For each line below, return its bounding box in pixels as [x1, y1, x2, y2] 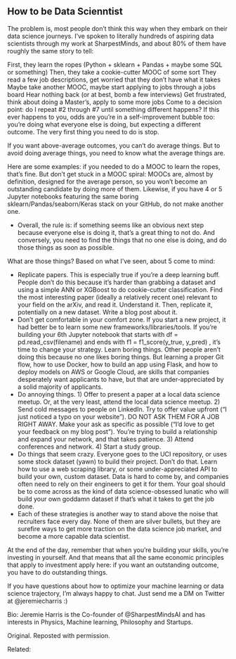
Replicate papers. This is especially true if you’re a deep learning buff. [17, 270, 220, 279]
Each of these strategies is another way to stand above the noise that [17, 509, 218, 518]
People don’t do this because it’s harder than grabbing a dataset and [17, 278, 216, 286]
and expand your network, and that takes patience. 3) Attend [17, 435, 195, 443]
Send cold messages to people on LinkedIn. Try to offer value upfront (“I [17, 404, 227, 414]
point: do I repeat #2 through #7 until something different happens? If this [7, 105, 220, 113]
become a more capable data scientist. [17, 532, 131, 540]
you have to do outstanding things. [7, 568, 108, 576]
